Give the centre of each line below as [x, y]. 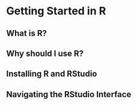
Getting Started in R [56, 11]
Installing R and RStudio [52, 74]
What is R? [26, 33]
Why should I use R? [45, 53]
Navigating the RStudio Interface [69, 94]
